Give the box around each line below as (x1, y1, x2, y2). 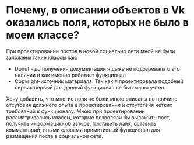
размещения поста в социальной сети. (6, 132, 103, 139)
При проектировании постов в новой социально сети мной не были (6, 47, 176, 54)
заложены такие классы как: (6, 54, 77, 61)
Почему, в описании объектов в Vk (6, 4, 185, 17)
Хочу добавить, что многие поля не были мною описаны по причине (6, 95, 178, 102)
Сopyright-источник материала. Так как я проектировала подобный (14, 77, 184, 85)
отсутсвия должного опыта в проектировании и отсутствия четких (6, 101, 173, 108)
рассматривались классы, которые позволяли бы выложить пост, (6, 113, 171, 120)
